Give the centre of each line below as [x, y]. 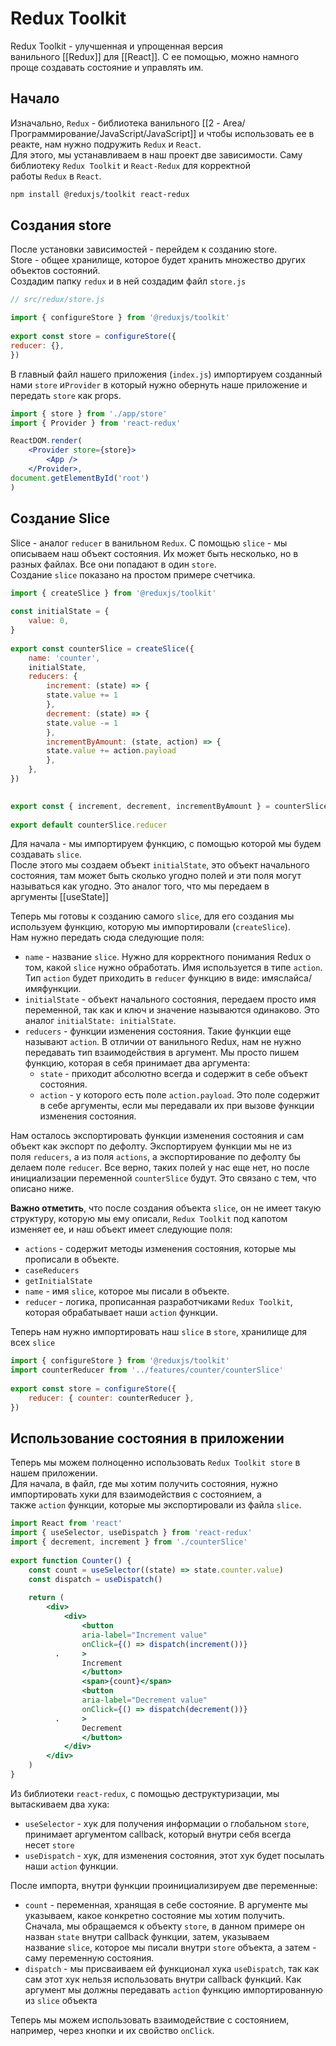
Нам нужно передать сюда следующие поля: [107, 938]
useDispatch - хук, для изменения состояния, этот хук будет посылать [174, 1855]
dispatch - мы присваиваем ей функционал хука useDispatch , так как [172, 1968]
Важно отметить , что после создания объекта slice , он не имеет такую [166, 1208]
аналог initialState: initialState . [100, 1021]
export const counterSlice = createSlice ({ [102, 648]
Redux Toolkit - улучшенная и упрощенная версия [116, 46]
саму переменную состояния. [89, 1958]
